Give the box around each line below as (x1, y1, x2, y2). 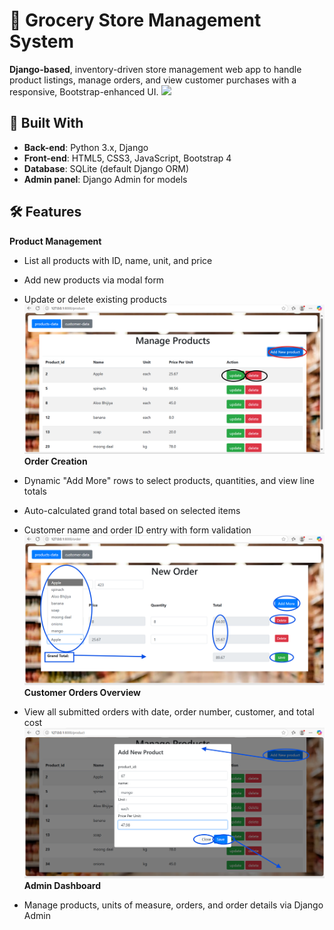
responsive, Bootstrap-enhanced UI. (9, 85, 159, 98)
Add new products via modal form (23, 274, 165, 286)
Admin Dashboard (23, 880, 102, 892)
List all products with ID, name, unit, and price (23, 254, 213, 266)
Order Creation (23, 455, 88, 467)
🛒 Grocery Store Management (9, 9, 262, 32)
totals (23, 485, 47, 497)
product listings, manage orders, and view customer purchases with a (9, 74, 297, 86)
